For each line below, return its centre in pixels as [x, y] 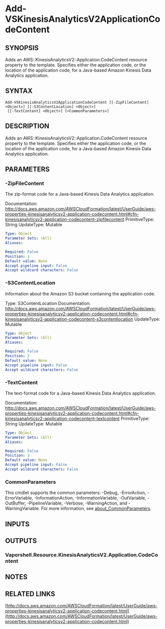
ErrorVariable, [19, 498]
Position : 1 [17, 256]
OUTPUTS [21, 541]
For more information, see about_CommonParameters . [96, 508]
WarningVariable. [23, 508]
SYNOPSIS [22, 48]
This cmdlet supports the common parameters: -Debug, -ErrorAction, [76, 493]
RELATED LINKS [30, 594]
